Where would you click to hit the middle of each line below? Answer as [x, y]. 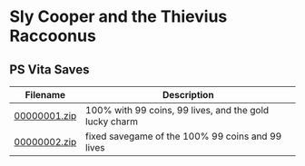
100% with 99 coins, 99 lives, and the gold [177, 110]
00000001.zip [45, 116]
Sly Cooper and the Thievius [118, 17]
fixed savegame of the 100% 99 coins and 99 [183, 136]
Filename [45, 95]
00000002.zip [45, 142]
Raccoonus [53, 36]
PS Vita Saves [49, 69]
